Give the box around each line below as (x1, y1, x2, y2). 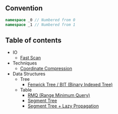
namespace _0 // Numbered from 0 (5, 17, 76, 22)
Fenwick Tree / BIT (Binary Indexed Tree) (27, 82, 113, 88)
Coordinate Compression (20, 66, 72, 72)
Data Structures (12, 71, 45, 77)
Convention (5, 4, 43, 13)
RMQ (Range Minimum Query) (27, 92, 90, 98)
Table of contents (5, 36, 62, 44)
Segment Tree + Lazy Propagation (27, 103, 99, 109)
